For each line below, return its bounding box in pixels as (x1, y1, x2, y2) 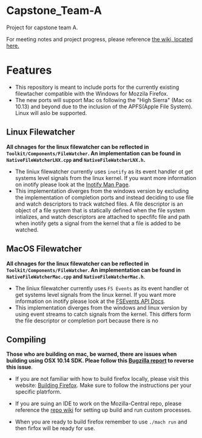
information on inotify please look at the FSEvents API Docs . (15, 297, 166, 305)
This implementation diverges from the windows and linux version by (15, 304, 187, 311)
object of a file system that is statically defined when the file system (15, 206, 186, 214)
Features (6, 63, 52, 77)
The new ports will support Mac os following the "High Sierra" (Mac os (15, 96, 192, 103)
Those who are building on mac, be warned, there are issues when (6, 350, 177, 358)
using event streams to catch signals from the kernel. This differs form (15, 310, 191, 318)
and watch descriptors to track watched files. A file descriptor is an (15, 200, 183, 207)
